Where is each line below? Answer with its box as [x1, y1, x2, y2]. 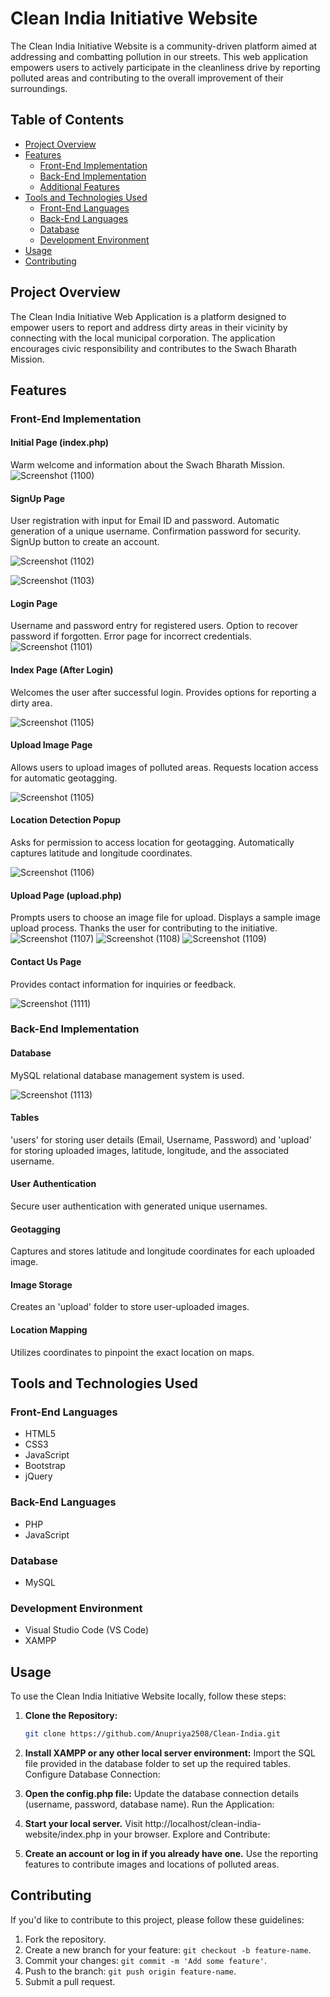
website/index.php [24, 1828, 102, 1840]
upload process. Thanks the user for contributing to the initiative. [10, 922, 278, 934]
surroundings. [10, 82, 68, 94]
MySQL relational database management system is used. [10, 1069, 245, 1081]
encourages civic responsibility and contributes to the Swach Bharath [10, 342, 297, 354]
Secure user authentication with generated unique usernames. [10, 1200, 268, 1212]
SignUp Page [10, 492, 66, 504]
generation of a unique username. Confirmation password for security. [10, 525, 302, 537]
